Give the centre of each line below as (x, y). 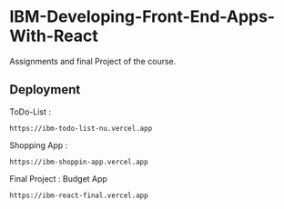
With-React (54, 36)
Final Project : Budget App (58, 178)
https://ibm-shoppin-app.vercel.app (79, 162)
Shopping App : (39, 145)
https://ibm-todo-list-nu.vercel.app (81, 128)
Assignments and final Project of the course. (93, 61)
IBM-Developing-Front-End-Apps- (142, 17)
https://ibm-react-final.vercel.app (79, 195)
